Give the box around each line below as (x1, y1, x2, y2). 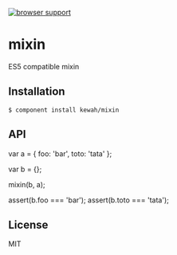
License (8, 218, 49, 231)
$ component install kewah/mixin (8, 106, 120, 114)
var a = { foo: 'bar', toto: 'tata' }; (8, 148, 112, 159)
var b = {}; (8, 164, 42, 174)
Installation (8, 84, 65, 99)
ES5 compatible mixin (8, 61, 80, 71)
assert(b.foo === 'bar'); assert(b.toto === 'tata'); (8, 195, 169, 205)
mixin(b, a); (8, 179, 45, 189)
